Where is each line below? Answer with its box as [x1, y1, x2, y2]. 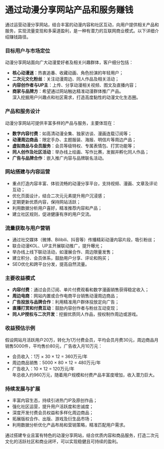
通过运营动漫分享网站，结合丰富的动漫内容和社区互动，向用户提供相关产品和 [5, 22, 159, 27]
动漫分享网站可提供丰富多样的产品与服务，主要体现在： [5, 120, 116, 126]
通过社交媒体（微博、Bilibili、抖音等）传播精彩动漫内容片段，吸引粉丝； [12, 237, 157, 243]
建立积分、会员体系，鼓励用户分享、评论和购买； [12, 255, 111, 261]
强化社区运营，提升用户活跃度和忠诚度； [12, 403, 94, 410]
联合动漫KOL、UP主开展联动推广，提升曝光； [12, 243, 104, 249]
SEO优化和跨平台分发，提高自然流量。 [12, 261, 89, 267]
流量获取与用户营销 [5, 224, 50, 231]
